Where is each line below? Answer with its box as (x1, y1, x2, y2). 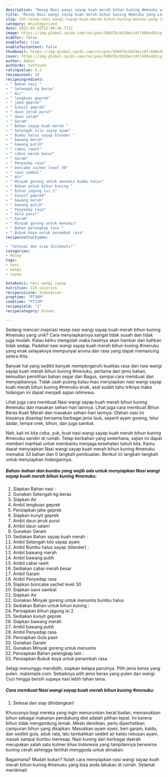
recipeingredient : (5, 77, 44, 82)
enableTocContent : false (5, 44, 57, 49)
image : (5, 30, 19, 35)
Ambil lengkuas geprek (12, 501, 60, 507)
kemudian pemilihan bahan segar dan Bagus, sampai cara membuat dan (5, 373, 154, 380)
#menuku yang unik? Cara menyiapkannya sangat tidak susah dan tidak (5, 332, 154, 338)
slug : (5, 16, 17, 21)
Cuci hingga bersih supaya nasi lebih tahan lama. (5, 676, 107, 682)
